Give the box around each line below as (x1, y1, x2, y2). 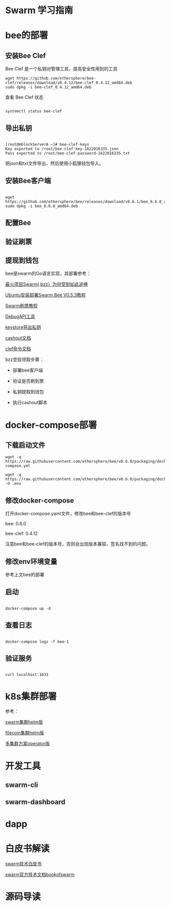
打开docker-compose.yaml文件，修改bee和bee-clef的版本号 (5, 511, 132, 517)
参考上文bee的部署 (5, 571, 45, 578)
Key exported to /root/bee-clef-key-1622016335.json (5, 146, 119, 151)
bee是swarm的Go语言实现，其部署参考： (5, 270, 91, 276)
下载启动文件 (5, 441, 46, 449)
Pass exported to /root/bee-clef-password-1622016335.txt (5, 151, 130, 156)
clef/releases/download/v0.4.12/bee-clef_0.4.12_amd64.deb (5, 80, 133, 86)
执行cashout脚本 (12, 399, 48, 405)
